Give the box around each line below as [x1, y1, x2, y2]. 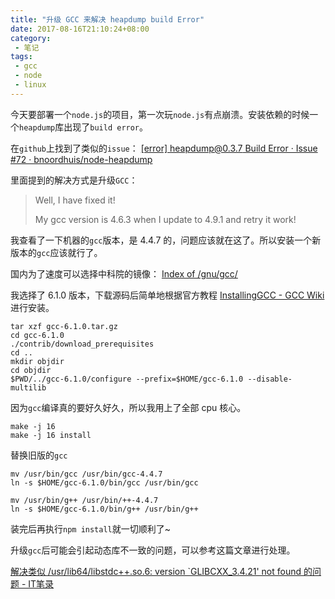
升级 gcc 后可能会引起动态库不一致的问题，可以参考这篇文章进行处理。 [10, 544, 296, 556]
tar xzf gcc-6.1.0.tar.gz [10, 321, 118, 331]
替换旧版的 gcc [10, 449, 68, 461]
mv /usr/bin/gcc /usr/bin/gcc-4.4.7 [10, 469, 163, 479]
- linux [14, 80, 47, 90]
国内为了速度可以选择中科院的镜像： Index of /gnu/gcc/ [10, 267, 238, 280]
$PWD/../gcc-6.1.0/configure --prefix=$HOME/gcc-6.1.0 [10, 374, 244, 384]
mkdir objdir [10, 356, 65, 366]
